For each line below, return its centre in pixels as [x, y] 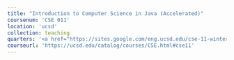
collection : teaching [39, 33]
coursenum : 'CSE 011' [39, 20]
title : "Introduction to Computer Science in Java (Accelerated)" [106, 13]
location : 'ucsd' [32, 26]
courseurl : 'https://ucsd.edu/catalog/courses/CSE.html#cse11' [101, 46]
